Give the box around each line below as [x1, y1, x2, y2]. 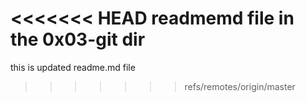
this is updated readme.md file [10, 61, 136, 73]
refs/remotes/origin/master [184, 80, 296, 92]
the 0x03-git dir [10, 28, 146, 51]
